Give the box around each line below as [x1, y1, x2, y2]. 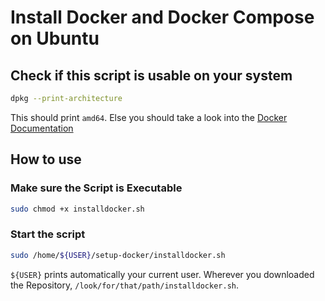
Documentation [10, 122, 74, 134]
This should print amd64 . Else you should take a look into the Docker [10, 111, 288, 123]
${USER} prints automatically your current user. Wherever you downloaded [10, 268, 315, 280]
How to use [10, 151, 82, 168]
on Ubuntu [10, 27, 100, 50]
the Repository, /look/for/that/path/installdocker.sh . [10, 279, 239, 291]
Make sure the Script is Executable [10, 181, 183, 195]
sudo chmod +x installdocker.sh [10, 204, 145, 214]
